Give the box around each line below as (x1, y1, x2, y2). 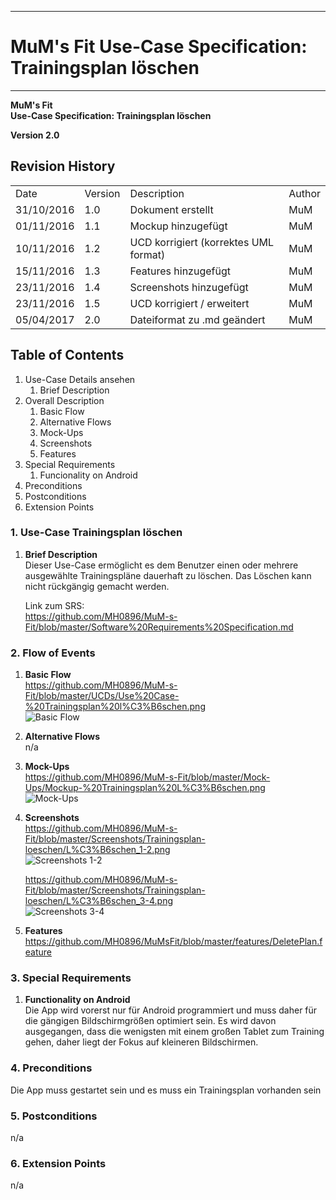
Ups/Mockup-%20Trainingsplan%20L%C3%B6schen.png (24, 782, 266, 794)
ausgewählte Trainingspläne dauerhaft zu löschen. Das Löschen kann (24, 569, 312, 581)
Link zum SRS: (24, 599, 85, 611)
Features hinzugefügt (129, 264, 231, 278)
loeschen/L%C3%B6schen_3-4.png (24, 895, 173, 907)
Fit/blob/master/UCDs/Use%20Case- (24, 690, 180, 702)
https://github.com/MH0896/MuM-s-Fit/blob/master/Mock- (24, 771, 271, 783)
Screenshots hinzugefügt (129, 280, 249, 294)
